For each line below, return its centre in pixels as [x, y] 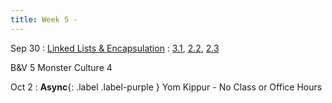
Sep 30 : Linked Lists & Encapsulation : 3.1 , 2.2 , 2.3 [115, 48]
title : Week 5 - [44, 19]
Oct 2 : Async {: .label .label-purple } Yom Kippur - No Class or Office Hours [166, 87]
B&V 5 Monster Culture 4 [61, 67]
